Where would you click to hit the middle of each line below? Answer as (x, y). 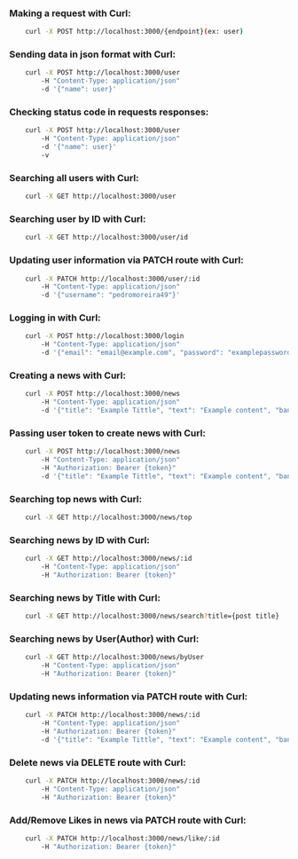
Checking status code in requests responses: (109, 112)
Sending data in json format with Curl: (93, 54)
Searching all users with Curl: (74, 177)
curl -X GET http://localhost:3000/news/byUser (114, 658)
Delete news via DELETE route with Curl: (98, 762)
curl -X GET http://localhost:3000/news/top (109, 517)
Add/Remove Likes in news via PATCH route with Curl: (128, 820)
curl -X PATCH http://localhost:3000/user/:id (113, 279)
